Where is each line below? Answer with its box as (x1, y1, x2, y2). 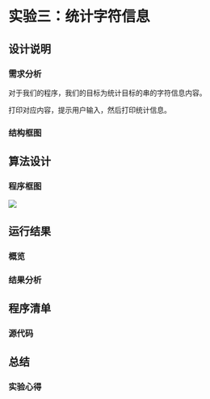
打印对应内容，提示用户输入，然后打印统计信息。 (8, 105, 171, 114)
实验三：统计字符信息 (8, 7, 151, 26)
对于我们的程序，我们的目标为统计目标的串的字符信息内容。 (8, 88, 207, 98)
